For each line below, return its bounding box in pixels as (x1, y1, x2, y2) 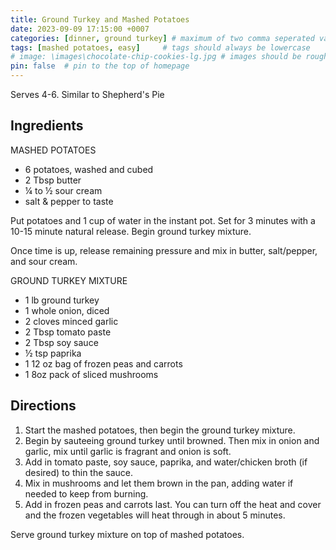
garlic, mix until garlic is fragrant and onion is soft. (24, 445, 232, 457)
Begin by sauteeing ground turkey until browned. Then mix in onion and (24, 434, 320, 446)
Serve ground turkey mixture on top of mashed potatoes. (10, 528, 245, 540)
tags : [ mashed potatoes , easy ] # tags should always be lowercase (10, 42, 311, 53)
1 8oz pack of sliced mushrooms (24, 368, 159, 380)
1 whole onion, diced (24, 304, 110, 316)
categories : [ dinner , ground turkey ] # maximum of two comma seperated (10, 33, 315, 43)
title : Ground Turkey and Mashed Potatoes (10, 14, 190, 25)
